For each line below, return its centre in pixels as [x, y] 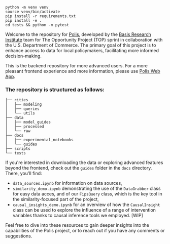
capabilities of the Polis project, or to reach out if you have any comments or [85, 231]
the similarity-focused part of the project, [56, 199]
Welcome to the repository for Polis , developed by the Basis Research [78, 34]
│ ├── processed [25, 127]
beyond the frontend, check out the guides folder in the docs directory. [79, 168]
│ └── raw [18, 131]
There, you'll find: [24, 173]
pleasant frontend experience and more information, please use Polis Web [83, 71]
